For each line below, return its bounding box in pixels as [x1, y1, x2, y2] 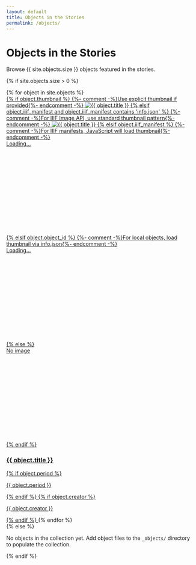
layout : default [6, 8, 47, 15]
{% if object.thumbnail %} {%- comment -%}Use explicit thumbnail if [6, 96, 177, 103]
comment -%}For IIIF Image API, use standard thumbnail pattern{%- [6, 115, 176, 122]
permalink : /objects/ [6, 20, 61, 26]
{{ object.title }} [6, 456, 54, 465]
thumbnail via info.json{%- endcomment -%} [6, 240, 118, 248]
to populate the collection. [6, 540, 71, 548]
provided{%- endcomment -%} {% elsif [6, 102, 150, 109]
